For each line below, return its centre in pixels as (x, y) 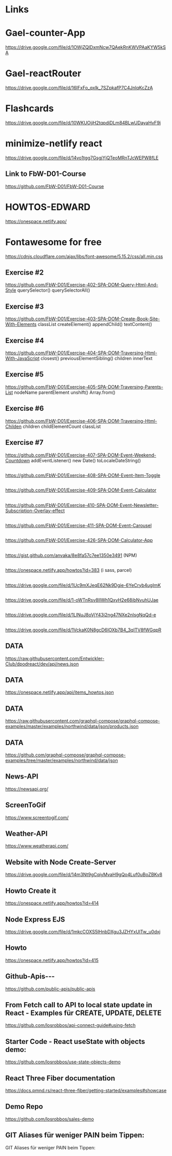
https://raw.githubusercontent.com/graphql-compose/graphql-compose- (83, 721)
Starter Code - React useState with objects (75, 1042)
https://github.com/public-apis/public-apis (50, 989)
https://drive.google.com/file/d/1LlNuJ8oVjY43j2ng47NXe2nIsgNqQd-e (81, 615)
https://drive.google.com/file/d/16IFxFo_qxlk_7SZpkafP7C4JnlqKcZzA (79, 88)
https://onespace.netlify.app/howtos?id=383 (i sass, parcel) (69, 570)
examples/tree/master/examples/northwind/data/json (62, 761)
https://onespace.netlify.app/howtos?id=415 (52, 960)
